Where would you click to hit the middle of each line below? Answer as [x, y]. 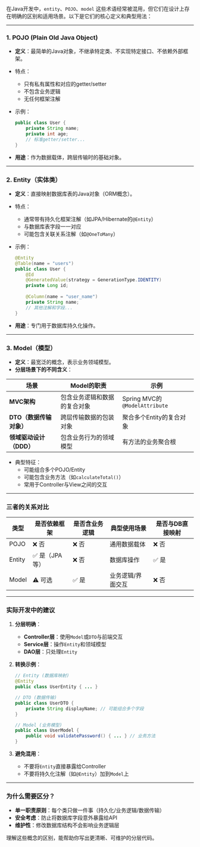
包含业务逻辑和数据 [87, 397]
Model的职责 [89, 385]
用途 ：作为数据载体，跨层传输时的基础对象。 [70, 157]
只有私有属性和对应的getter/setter [65, 84]
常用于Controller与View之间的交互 [65, 484]
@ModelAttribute [145, 406]
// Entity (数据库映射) [42, 676]
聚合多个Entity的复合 [151, 417]
